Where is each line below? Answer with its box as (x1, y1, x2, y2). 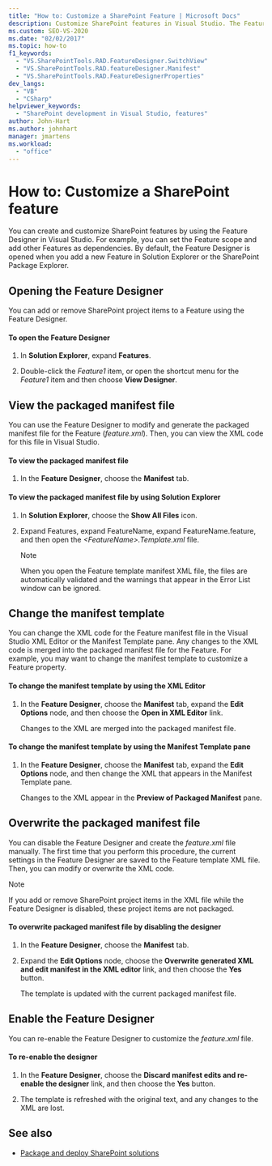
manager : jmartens (8, 132, 70, 140)
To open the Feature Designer (8, 333, 111, 343)
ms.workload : (8, 139, 53, 148)
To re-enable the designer (8, 1052, 98, 1062)
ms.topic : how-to (8, 42, 67, 50)
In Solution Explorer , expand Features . (19, 351, 151, 360)
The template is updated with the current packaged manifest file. (19, 989, 237, 998)
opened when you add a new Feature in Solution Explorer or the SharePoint (8, 252, 259, 262)
